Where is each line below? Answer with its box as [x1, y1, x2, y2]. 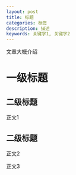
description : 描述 [6, 25, 50, 32]
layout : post [6, 8, 39, 15]
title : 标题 [6, 14, 34, 20]
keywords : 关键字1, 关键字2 [6, 31, 70, 37]
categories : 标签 [6, 20, 47, 26]
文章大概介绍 [6, 48, 37, 56]
